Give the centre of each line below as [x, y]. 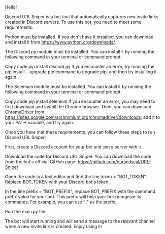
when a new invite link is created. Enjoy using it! [54, 226]
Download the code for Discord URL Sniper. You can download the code [78, 156]
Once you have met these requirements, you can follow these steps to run [80, 132]
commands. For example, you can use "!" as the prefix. [61, 202]
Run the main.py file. [26, 211]
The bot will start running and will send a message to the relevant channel [80, 221]
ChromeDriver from [25, 112]
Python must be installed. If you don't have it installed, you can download [79, 37]
